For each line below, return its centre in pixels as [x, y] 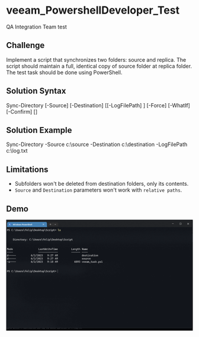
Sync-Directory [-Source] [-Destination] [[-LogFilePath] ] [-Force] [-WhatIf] [98, 105]
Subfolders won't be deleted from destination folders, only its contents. [102, 184]
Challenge [25, 45]
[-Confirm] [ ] [22, 112]
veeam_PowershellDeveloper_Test [93, 10]
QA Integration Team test [36, 27]
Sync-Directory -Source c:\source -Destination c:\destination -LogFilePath [97, 144]
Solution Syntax [36, 91]
